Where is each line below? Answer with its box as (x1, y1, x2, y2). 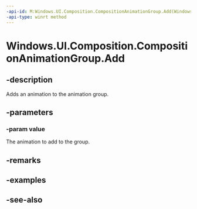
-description (6, 75, 53, 85)
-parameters (6, 107, 53, 117)
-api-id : (6, 8, 28, 15)
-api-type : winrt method (6, 14, 67, 20)
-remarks (6, 155, 41, 165)
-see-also (6, 195, 43, 205)
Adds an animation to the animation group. (6, 90, 109, 97)
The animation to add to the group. (6, 138, 90, 145)
